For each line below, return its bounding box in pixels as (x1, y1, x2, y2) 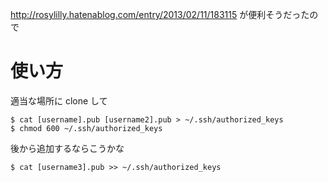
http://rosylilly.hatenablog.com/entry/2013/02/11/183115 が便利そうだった (10, 9, 310, 20)
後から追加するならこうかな (10, 142, 125, 154)
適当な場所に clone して (10, 94, 108, 107)
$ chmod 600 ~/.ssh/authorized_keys (10, 123, 163, 133)
